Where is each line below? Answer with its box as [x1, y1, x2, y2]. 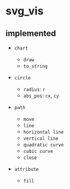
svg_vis [5, 4, 44, 18]
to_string [23, 63, 48, 69]
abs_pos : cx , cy [23, 92, 59, 99]
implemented [5, 28, 56, 39]
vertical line [23, 135, 59, 141]
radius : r [23, 85, 45, 93]
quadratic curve [23, 142, 64, 148]
